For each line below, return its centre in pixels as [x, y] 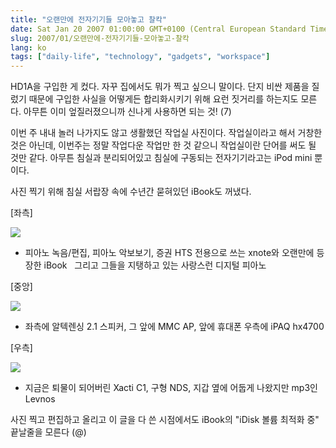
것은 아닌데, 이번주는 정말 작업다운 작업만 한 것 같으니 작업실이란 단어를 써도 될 [163, 145]
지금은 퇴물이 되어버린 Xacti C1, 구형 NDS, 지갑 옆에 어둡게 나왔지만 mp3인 [171, 388]
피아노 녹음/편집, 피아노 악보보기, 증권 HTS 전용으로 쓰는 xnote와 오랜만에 [169, 253]
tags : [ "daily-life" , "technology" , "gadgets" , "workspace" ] [140, 57]
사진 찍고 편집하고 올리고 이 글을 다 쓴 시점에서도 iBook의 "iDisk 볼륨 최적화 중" [165, 420]
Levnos [40, 399]
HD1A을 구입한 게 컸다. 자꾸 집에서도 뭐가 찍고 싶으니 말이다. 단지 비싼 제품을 [160, 87]
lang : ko [28, 47]
